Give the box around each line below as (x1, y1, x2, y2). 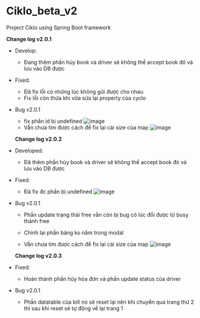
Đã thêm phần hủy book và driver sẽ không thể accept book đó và (23, 158, 187, 165)
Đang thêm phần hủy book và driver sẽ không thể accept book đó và (23, 58, 193, 66)
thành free (23, 217, 50, 224)
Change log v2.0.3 (14, 252, 62, 259)
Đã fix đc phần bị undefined (23, 188, 93, 195)
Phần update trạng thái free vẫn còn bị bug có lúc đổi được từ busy (23, 211, 189, 218)
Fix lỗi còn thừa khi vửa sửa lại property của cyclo (23, 94, 146, 101)
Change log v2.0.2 (14, 135, 62, 143)
